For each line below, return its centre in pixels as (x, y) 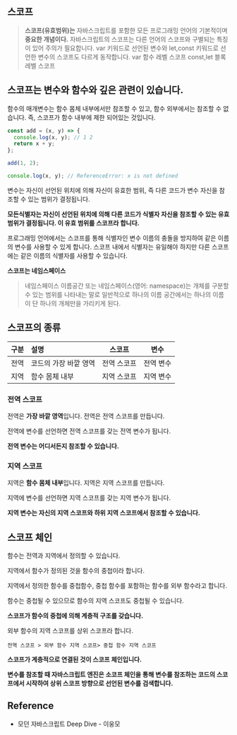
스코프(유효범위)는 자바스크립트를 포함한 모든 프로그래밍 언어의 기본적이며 (126, 30)
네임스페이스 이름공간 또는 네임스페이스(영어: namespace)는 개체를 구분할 (127, 286)
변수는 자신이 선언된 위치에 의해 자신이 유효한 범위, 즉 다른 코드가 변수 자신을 (113, 190)
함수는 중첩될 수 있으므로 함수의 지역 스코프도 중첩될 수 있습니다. (96, 601)
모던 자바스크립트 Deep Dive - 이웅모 (69, 724)
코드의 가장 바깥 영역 (63, 363)
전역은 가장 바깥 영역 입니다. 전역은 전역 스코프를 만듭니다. (86, 416)
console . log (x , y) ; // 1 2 (53, 137)
